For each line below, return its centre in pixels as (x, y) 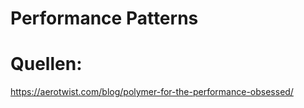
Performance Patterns (104, 18)
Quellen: (46, 64)
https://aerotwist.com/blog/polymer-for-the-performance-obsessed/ (152, 92)
